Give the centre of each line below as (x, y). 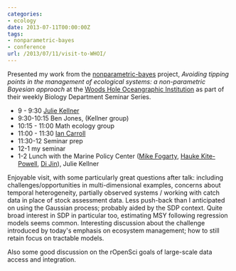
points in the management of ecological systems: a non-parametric (107, 81)
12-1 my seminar (42, 148)
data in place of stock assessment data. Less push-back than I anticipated (116, 200)
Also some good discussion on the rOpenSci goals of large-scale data (110, 252)
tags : (15, 34)
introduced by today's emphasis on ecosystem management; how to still (113, 230)
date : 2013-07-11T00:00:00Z (49, 27)
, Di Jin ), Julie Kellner (68, 163)
